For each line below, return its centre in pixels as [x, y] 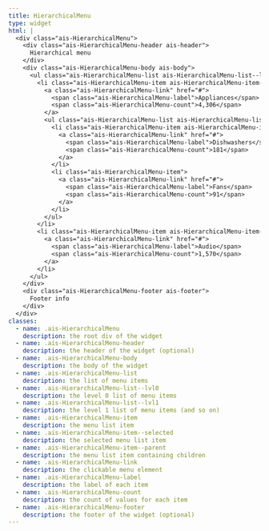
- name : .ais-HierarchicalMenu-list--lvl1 [87, 403]
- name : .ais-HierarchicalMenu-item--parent [91, 448]
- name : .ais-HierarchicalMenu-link [76, 463]
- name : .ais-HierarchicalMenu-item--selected [94, 432]
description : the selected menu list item [94, 440]
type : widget [30, 23]
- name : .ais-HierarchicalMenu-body [76, 358]
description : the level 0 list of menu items [100, 396]
